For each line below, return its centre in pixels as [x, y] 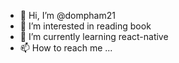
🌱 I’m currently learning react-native [94, 36]
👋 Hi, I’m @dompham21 [67, 15]
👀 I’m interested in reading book [85, 26]
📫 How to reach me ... [66, 48]
